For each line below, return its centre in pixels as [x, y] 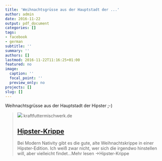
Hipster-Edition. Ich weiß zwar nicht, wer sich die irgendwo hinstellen [87, 148]
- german [14, 42]
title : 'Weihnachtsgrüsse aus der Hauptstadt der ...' [62, 10]
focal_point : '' [26, 78]
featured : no [18, 64]
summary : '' [17, 51]
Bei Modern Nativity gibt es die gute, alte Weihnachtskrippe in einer [85, 143]
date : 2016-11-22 [23, 19]
